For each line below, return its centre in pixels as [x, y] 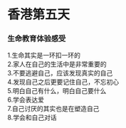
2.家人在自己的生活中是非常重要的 [57, 64]
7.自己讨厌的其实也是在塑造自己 [53, 109]
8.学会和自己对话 [32, 117]
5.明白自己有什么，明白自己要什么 [57, 91]
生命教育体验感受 [37, 38]
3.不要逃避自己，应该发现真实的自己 [60, 73]
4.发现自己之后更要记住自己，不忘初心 [63, 82]
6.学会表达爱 [26, 100]
